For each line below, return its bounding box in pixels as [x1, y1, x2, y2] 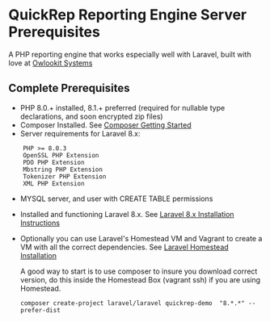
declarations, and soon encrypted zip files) [19, 111, 163, 121]
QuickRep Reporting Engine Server [8, 6, 247, 24]
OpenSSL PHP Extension [23, 151, 99, 159]
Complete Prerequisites [8, 82, 130, 95]
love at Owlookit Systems [8, 58, 93, 68]
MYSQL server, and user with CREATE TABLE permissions [19, 194, 213, 203]
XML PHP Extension [23, 179, 85, 187]
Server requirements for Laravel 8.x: [19, 128, 141, 138]
